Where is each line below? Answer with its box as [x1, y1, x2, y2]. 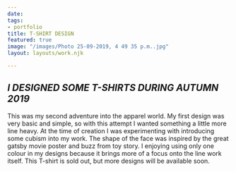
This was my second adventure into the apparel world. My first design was [7, 111, 225, 120]
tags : [7, 17, 23, 24]
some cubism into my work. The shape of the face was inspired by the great [7, 134, 229, 142]
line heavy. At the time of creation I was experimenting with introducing [7, 126, 215, 135]
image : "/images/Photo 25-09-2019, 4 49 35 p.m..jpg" [7, 43, 170, 50]
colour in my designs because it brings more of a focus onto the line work [7, 149, 222, 157]
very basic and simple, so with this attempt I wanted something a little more [7, 119, 228, 128]
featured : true [7, 37, 52, 44]
